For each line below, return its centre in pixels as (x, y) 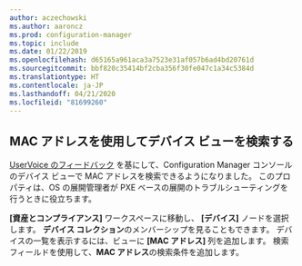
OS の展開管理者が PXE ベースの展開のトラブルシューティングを (169, 188)
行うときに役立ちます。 (53, 199)
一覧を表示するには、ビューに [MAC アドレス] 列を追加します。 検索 (161, 241)
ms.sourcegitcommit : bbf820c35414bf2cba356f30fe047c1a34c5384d (132, 69)
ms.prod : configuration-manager (70, 34)
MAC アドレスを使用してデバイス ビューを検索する (151, 141)
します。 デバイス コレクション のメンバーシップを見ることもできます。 (142, 230)
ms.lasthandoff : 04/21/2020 (63, 94)
